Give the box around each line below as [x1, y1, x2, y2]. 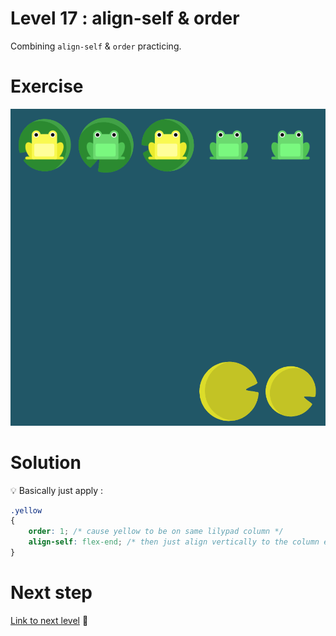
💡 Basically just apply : [10, 484, 104, 496]
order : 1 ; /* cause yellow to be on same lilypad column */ [28, 527, 284, 537]
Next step [10, 582, 93, 604]
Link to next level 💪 [10, 614, 89, 626]
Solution [10, 451, 82, 474]
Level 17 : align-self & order [10, 7, 240, 30]
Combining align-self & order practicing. [10, 40, 182, 52]
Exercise [10, 75, 84, 98]
